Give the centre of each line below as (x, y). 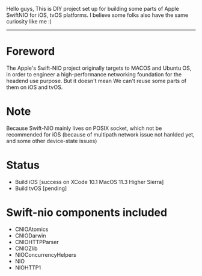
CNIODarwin (30, 235)
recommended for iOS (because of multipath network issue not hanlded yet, (100, 134)
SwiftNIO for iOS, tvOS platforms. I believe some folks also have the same (97, 15)
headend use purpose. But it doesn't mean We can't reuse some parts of (96, 81)
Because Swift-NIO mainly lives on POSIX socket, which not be (84, 128)
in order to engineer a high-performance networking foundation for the (94, 74)
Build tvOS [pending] (41, 188)
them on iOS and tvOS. (35, 87)
